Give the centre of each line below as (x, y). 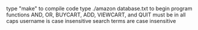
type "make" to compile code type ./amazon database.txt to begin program (99, 9)
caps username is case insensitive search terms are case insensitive (91, 21)
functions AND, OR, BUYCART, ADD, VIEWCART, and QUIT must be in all (96, 15)
